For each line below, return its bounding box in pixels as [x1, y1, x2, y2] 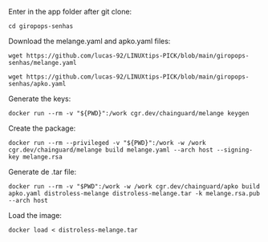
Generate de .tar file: [8, 167, 77, 176]
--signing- [216, 146, 253, 154]
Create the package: [8, 123, 76, 133]
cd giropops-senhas [8, 22, 74, 30]
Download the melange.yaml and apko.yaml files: [8, 36, 171, 46]
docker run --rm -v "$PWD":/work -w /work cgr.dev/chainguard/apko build [8, 183, 261, 191]
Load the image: [8, 211, 63, 220]
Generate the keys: [8, 94, 71, 103]
